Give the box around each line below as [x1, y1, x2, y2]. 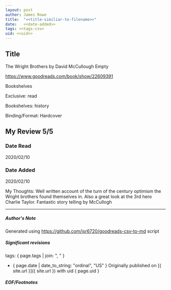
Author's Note [5, 215, 36, 221]
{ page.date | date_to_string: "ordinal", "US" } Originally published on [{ [12, 262, 162, 268]
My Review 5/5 [5, 127, 53, 136]
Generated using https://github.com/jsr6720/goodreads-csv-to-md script [5, 228, 159, 234]
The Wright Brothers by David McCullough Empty [5, 63, 109, 69]
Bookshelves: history [5, 103, 49, 109]
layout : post [5, 7, 33, 13]
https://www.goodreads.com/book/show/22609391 [5, 73, 113, 79]
